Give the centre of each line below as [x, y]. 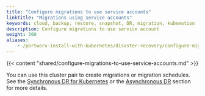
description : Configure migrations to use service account [83, 29]
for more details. [27, 87]
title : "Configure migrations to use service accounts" [79, 12]
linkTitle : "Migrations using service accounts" [69, 18]
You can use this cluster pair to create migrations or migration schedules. [98, 75]
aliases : [17, 40]
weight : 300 [21, 35]
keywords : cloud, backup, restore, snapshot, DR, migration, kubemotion [101, 23]
